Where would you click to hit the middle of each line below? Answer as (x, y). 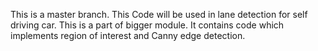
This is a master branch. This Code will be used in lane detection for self (159, 14)
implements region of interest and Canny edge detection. (128, 35)
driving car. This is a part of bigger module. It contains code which (147, 25)
